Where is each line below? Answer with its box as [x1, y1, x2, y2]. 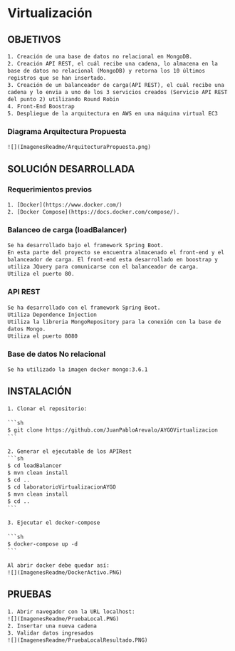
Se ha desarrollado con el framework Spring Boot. [7, 304, 161, 311]
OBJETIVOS [7, 33, 61, 46]
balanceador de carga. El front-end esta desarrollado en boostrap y [7, 256, 219, 264]
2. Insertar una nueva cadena [7, 622, 98, 630]
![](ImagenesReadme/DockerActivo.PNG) [7, 568, 122, 576]
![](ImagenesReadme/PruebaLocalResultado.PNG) [7, 636, 148, 644]
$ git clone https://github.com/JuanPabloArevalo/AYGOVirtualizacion [7, 426, 219, 434]
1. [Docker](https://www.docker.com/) [7, 201, 122, 208]
